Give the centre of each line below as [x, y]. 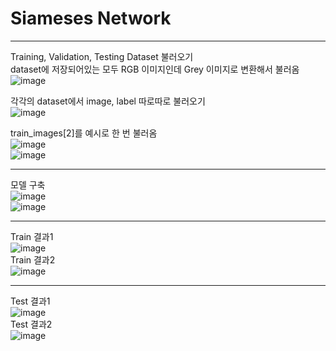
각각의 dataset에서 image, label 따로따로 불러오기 [108, 101]
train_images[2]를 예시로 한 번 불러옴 [84, 133]
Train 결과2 [33, 259]
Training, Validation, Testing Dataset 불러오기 [102, 56]
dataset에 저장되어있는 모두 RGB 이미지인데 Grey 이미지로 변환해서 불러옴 [155, 69]
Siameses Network [91, 18]
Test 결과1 [30, 301]
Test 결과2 [31, 324]
